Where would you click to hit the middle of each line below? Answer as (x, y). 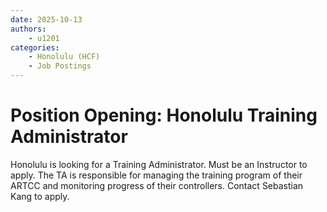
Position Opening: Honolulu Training (164, 115)
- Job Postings (60, 66)
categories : (35, 47)
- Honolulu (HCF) (64, 57)
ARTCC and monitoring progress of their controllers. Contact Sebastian (157, 185)
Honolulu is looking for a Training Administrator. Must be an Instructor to (159, 164)
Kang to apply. (40, 196)
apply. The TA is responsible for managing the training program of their (156, 175)
